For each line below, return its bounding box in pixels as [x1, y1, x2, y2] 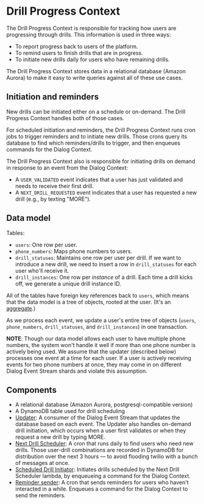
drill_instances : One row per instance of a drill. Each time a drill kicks [15, 273, 193, 281]
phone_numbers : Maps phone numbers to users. [15, 247, 133, 254]
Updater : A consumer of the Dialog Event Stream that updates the [15, 414, 181, 422]
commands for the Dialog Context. [6, 145, 93, 153]
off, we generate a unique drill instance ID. [15, 279, 122, 287]
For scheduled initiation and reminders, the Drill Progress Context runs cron [6, 126, 196, 134]
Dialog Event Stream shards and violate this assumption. [6, 367, 148, 375]
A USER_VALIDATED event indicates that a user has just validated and [15, 176, 183, 183]
